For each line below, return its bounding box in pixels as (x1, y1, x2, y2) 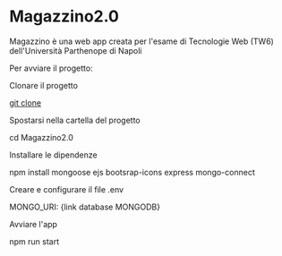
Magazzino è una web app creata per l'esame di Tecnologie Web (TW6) (9, 36, 275, 47)
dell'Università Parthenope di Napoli (9, 45, 142, 55)
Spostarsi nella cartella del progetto (9, 115, 141, 125)
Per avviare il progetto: (9, 63, 93, 73)
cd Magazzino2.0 (9, 132, 74, 142)
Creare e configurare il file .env (9, 183, 124, 194)
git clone (9, 97, 42, 108)
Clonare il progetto (9, 80, 79, 90)
